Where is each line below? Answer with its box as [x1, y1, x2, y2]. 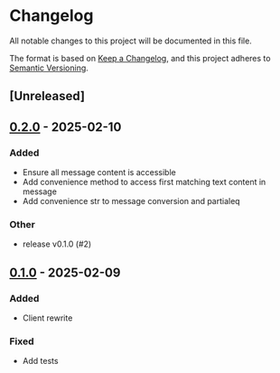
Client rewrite [22, 312, 73, 323]
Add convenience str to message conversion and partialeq [22, 196, 241, 207]
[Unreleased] [9, 89, 86, 104]
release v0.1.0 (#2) [22, 238, 92, 249]
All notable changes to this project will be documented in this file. [9, 35, 253, 46]
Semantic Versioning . [9, 62, 89, 73]
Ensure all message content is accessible [22, 167, 176, 178]
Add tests [22, 356, 59, 367]
